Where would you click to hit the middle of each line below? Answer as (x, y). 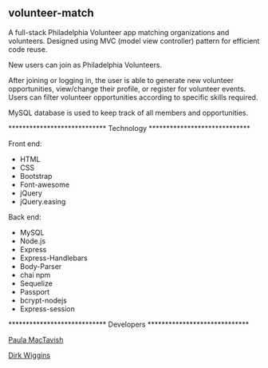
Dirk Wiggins (30, 355)
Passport (35, 291)
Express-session (47, 309)
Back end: (25, 217)
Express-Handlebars (53, 258)
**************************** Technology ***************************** (129, 128)
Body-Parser (41, 266)
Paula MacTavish (36, 339)
